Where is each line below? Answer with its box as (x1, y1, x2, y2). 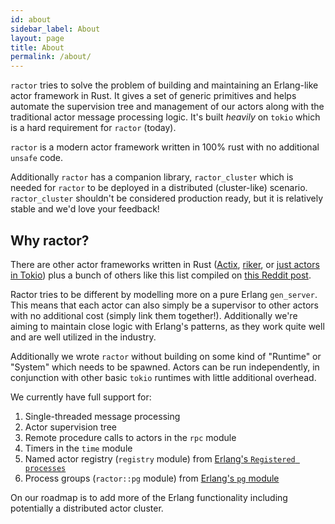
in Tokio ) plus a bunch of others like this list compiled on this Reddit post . (10, 269, 312, 281)
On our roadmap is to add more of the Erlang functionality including (10, 491, 288, 503)
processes (24, 463, 67, 473)
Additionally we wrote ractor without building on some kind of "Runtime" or (10, 350, 322, 362)
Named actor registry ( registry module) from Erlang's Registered (24, 452, 296, 465)
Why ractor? (10, 232, 90, 249)
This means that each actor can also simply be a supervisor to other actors (10, 299, 320, 311)
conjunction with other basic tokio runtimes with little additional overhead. (10, 371, 317, 383)
